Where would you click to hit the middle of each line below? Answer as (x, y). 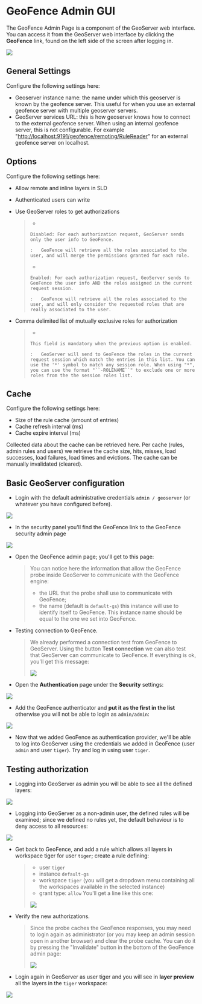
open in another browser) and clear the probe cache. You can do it (113, 941)
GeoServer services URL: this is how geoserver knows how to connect (103, 117)
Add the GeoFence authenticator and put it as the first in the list (95, 708)
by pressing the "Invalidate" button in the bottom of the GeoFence (112, 947)
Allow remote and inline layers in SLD (61, 188)
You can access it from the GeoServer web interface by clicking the (90, 34)
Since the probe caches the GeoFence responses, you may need (110, 928)
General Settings (39, 71)
